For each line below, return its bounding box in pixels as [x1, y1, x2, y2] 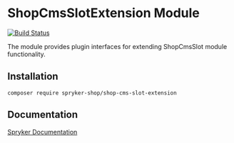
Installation [7, 70, 58, 83]
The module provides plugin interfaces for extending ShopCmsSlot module [7, 42, 228, 51]
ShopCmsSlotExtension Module [7, 5, 200, 21]
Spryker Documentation [7, 127, 78, 136]
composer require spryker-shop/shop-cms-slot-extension [7, 89, 177, 97]
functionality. [7, 50, 46, 58]
